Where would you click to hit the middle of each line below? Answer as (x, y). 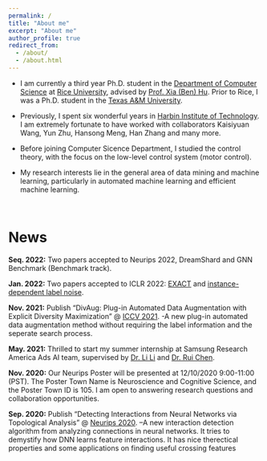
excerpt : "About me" (43, 30)
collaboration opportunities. (54, 398)
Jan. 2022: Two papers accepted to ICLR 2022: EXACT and (107, 283)
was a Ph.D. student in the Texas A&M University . (101, 100)
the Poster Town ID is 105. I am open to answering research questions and (131, 390)
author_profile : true (44, 38)
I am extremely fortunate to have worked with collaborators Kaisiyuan (135, 124)
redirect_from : (34, 46)
